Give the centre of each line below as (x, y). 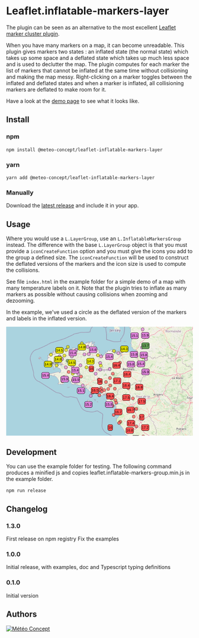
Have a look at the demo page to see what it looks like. (73, 101)
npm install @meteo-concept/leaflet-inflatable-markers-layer (84, 150)
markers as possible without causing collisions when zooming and (87, 294)
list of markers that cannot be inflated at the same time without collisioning (97, 70)
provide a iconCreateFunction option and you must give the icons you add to (99, 252)
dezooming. (21, 301)
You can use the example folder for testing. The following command (89, 466)
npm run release (26, 491)
